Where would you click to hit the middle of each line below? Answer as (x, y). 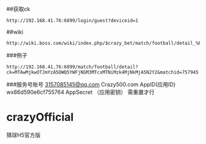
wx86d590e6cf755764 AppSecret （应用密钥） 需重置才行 (81, 92)
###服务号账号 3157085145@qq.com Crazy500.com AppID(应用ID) (91, 84)
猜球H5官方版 (24, 135)
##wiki (15, 32)
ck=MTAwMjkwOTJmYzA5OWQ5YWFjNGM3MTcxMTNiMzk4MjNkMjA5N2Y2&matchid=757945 (103, 72)
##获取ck (18, 9)
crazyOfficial (40, 117)
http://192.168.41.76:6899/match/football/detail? (72, 67)
